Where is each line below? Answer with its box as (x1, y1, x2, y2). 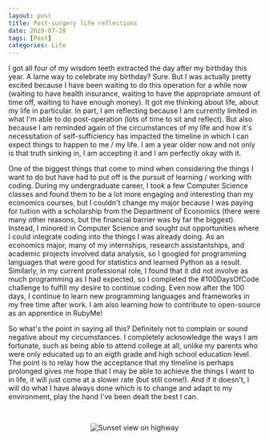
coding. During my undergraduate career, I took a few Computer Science (8, 181, 248, 190)
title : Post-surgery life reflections (8, 19, 138, 27)
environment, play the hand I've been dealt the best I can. (8, 392, 199, 402)
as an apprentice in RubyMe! (8, 309, 102, 318)
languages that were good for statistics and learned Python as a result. (8, 258, 243, 267)
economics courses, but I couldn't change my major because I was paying (8, 198, 254, 208)
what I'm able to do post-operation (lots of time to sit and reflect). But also (8, 114, 253, 124)
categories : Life (8, 42, 66, 50)
